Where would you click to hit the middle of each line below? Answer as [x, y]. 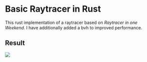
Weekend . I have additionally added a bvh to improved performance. [74, 27]
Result [15, 43]
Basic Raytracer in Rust [53, 9]
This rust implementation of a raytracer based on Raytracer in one [71, 22]
